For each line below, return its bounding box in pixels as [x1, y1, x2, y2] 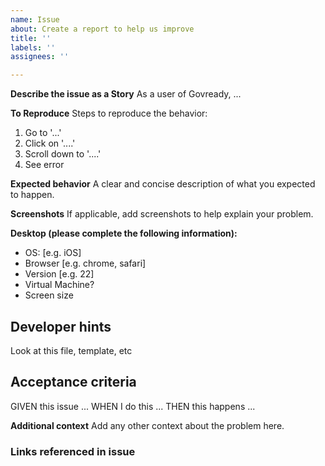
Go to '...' [24, 127, 62, 139]
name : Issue [10, 14, 60, 25]
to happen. [10, 189, 55, 201]
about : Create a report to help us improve [10, 24, 195, 34]
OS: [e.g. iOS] [24, 247, 82, 259]
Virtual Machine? [24, 279, 95, 291]
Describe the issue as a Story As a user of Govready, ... [10, 88, 242, 100]
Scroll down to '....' [24, 148, 102, 160]
